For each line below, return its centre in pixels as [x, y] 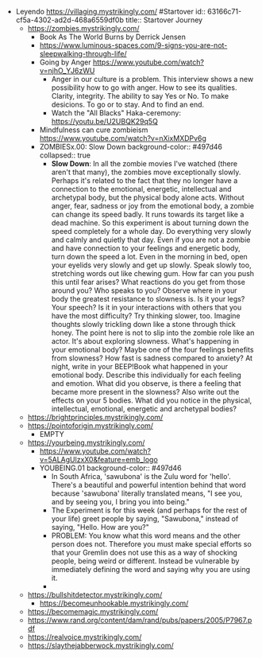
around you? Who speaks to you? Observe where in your [144, 290]
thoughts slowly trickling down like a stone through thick [143, 324]
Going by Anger [65, 62]
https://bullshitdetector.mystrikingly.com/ [95, 595]
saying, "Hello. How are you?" [100, 527]
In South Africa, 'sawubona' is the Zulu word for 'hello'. [141, 476]
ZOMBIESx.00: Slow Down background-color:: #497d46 [131, 147]
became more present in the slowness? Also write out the [145, 392]
